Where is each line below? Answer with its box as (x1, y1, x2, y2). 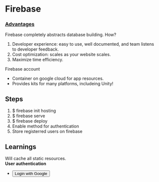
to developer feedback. (12, 46, 59, 52)
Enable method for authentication (12, 123, 79, 129)
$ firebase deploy (12, 118, 48, 124)
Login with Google (14, 171, 48, 176)
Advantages (5, 21, 35, 28)
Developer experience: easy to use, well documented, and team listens (12, 41, 154, 47)
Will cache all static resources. (5, 156, 67, 162)
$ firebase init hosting (12, 108, 56, 114)
